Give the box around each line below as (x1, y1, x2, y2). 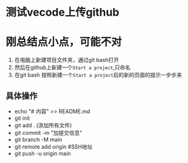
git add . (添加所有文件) (14, 121, 72, 129)
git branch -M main (14, 136, 63, 143)
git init (14, 114, 30, 121)
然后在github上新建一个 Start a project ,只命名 (14, 64, 131, 71)
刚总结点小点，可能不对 (5, 35, 122, 49)
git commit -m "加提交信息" (14, 129, 83, 136)
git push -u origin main (14, 150, 71, 157)
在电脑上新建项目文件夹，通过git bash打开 (14, 57, 119, 64)
